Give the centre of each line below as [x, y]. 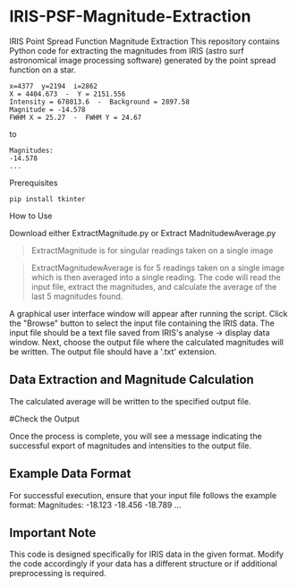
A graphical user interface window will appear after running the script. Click [148, 313]
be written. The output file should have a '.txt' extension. [113, 352]
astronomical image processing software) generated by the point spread [143, 60]
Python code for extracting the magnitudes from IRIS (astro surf [127, 50]
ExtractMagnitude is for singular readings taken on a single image [152, 250]
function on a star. [43, 70]
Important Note [53, 533]
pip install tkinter [48, 199]
